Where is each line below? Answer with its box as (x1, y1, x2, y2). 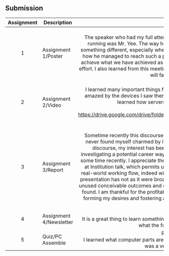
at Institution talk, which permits (84, 163, 160, 170)
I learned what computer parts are (83, 236, 164, 243)
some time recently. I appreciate (80, 157, 157, 164)
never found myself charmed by (85, 138, 161, 145)
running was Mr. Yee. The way (87, 40, 159, 47)
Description (43, 19, 72, 26)
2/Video (42, 102, 61, 109)
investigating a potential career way (80, 150, 165, 157)
